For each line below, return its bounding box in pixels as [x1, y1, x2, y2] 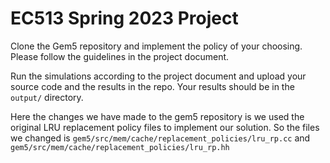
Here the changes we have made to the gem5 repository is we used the [10, 110, 305, 122]
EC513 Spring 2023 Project [10, 7, 239, 30]
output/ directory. [10, 91, 84, 103]
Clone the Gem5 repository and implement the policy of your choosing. [10, 40, 303, 52]
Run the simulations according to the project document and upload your [10, 70, 307, 82]
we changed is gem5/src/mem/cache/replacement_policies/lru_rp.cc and [10, 132, 311, 144]
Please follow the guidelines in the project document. [10, 50, 230, 62]
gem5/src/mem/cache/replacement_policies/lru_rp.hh [10, 142, 230, 152]
